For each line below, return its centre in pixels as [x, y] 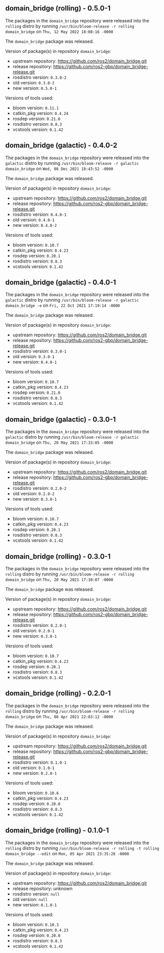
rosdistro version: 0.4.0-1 [40, 214]
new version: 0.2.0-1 [35, 773]
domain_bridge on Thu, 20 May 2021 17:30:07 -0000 [59, 580]
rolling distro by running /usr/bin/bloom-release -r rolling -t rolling [82, 848]
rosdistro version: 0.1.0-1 [40, 762]
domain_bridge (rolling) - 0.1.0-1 [57, 831]
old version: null [30, 899]
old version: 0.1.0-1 [34, 767]
